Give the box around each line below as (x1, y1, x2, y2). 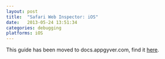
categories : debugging (6, 25, 62, 31)
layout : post (6, 8, 38, 15)
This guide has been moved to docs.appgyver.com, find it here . (6, 46, 160, 53)
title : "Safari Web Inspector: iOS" (6, 14, 99, 20)
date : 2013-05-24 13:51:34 (6, 19, 78, 25)
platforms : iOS (6, 30, 43, 36)
